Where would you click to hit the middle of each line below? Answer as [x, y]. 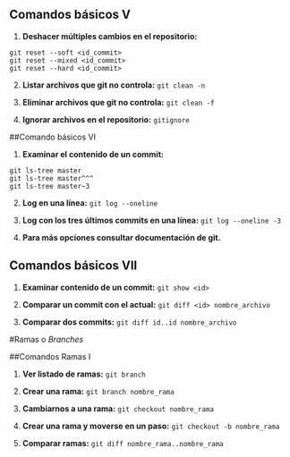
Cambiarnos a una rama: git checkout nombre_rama [118, 408]
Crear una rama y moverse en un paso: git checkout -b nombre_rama [151, 426]
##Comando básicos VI [53, 137]
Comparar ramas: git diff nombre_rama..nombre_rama [123, 443]
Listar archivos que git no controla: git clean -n [114, 85]
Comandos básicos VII [73, 266]
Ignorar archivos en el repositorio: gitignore [106, 119]
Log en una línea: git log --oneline [90, 203]
